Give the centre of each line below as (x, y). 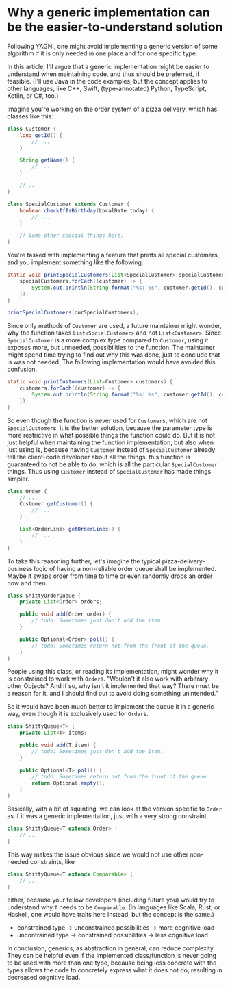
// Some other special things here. (72, 236)
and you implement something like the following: (75, 262)
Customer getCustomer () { (56, 504)
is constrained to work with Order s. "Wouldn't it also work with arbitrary (108, 679)
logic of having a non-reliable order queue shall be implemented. (125, 568)
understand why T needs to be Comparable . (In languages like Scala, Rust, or (114, 907)
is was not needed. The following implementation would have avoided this (111, 362)
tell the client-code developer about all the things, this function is (99, 457)
